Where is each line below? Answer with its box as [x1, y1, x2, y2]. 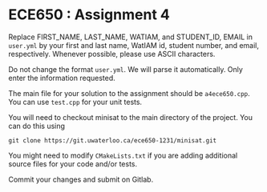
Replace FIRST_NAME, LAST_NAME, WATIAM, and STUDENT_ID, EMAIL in [8, 32, 253, 42]
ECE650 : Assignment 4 [8, 6, 170, 24]
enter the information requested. [8, 73, 116, 82]
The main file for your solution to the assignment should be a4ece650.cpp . [8, 88, 250, 98]
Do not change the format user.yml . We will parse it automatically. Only [8, 64, 243, 74]
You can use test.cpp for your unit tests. [8, 97, 143, 106]
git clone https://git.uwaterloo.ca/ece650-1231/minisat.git [8, 136, 217, 145]
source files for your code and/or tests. [8, 158, 138, 169]
